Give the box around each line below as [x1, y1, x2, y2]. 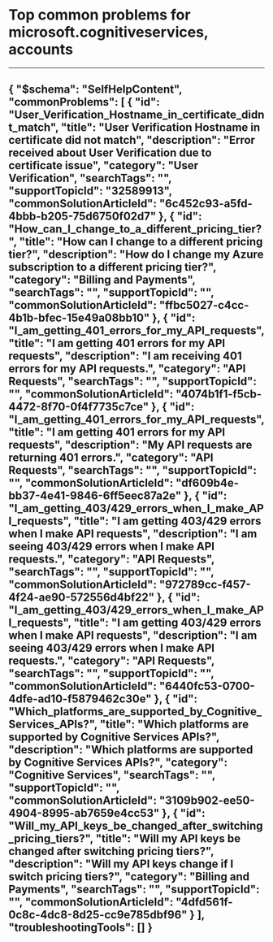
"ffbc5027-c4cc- [158, 298, 249, 312]
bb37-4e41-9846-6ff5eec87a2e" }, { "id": [8, 489, 227, 503]
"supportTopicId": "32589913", [8, 184, 172, 198]
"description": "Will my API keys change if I [8, 857, 234, 871]
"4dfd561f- [175, 896, 233, 909]
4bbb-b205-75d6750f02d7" [8, 210, 157, 224]
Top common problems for [8, 6, 191, 24]
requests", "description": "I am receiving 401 [8, 349, 242, 363]
